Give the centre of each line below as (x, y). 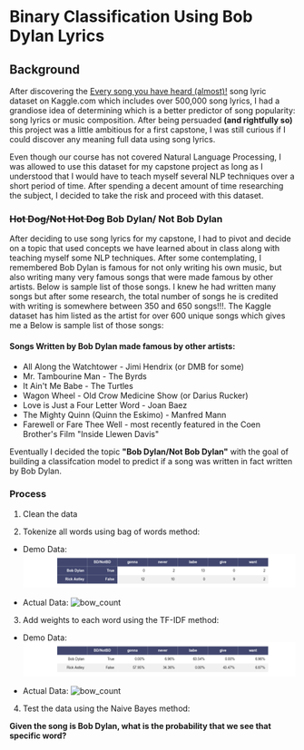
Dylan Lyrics (57, 36)
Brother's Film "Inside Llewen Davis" (91, 433)
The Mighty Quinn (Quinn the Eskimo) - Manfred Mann (124, 414)
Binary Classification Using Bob (131, 17)
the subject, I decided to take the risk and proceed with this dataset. (137, 195)
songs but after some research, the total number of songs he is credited (144, 297)
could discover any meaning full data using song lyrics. (113, 139)
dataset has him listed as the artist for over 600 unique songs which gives (147, 316)
